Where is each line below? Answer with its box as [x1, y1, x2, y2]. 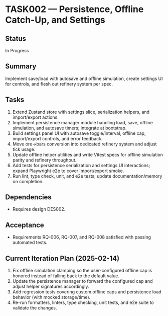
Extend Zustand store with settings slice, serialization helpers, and [12, 109, 149, 115]
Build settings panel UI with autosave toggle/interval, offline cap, [12, 130, 146, 136]
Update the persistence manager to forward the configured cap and [12, 278, 153, 284]
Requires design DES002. [12, 206, 66, 212]
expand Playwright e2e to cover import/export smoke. [12, 168, 124, 174]
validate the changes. [12, 305, 57, 311]
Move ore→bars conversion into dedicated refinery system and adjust [12, 141, 157, 147]
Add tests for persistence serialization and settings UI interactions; [12, 162, 150, 168]
